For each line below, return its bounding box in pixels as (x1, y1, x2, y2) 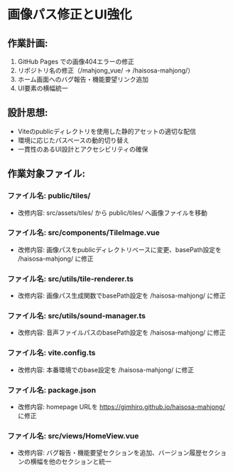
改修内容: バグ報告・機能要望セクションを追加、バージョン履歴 (17, 449, 202, 457)
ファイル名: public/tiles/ (7, 191, 91, 201)
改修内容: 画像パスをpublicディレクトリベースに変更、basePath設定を (17, 245, 222, 253)
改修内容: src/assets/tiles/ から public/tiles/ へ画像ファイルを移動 (17, 208, 207, 217)
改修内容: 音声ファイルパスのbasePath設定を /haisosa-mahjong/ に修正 (17, 328, 226, 337)
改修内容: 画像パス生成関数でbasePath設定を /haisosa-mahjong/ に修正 (17, 291, 226, 300)
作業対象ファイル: (7, 168, 86, 180)
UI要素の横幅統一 (17, 84, 68, 93)
